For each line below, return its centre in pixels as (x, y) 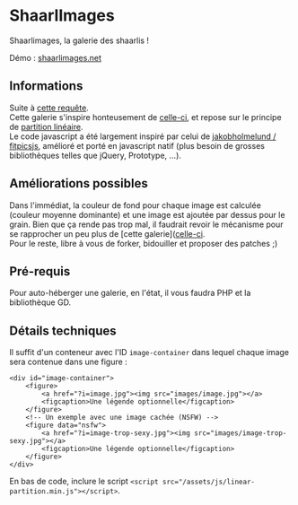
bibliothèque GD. (40, 302)
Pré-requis (40, 271)
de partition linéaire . (46, 126)
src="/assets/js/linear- (209, 482)
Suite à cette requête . (49, 108)
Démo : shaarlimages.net (55, 57)
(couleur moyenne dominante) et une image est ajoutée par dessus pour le (147, 214)
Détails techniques (63, 331)
